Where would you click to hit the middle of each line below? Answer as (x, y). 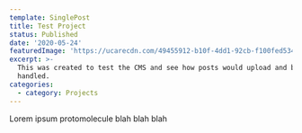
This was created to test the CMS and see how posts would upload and (152, 68)
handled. (34, 76)
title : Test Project (48, 26)
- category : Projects (58, 93)
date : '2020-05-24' (46, 43)
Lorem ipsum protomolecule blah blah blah (89, 119)
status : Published (44, 34)
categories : (31, 84)
